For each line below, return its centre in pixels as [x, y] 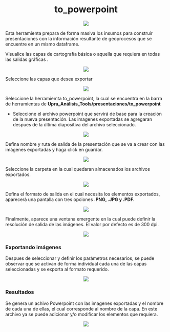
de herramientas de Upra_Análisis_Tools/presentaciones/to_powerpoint [83, 104]
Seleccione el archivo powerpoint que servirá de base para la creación [87, 114]
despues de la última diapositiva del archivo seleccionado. [74, 124]
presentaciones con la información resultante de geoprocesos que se [79, 38]
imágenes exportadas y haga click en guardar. [54, 149]
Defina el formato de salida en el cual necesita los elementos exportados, [83, 194]
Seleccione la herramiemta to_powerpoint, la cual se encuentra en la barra [84, 98]
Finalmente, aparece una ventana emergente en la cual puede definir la [80, 219]
